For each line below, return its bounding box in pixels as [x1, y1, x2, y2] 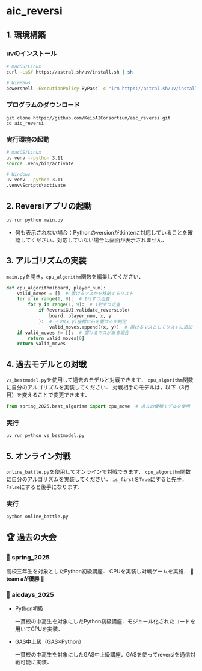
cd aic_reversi [6, 120, 44, 126]
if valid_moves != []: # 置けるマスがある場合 [17, 330, 129, 336]
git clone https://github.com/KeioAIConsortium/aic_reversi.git [6, 115, 171, 121]
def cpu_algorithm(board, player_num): [6, 285, 106, 291]
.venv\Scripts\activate [6, 183, 66, 189]
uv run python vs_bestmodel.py [6, 433, 85, 439]
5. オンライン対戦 [6, 451, 71, 461]
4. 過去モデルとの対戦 [6, 359, 87, 369]
